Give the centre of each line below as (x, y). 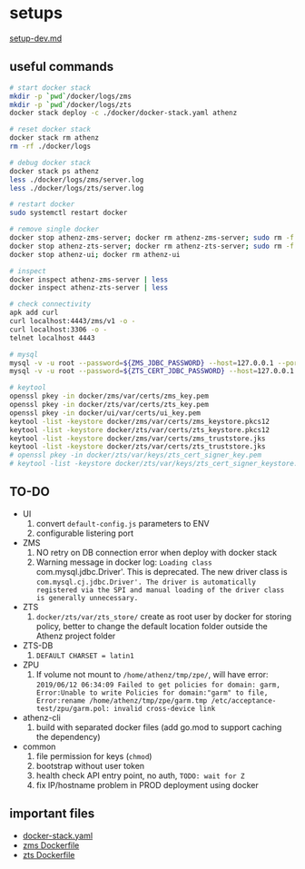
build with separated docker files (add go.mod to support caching (159, 727)
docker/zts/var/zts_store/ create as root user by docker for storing (164, 617)
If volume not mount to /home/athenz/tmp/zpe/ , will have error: (152, 674)
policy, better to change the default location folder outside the (152, 626)
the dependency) (68, 736)
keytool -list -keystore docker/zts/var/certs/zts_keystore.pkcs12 (140, 430)
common (39, 746)
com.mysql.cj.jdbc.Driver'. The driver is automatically (146, 582)
